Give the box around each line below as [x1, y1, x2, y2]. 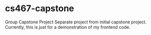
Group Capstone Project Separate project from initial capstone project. [5, 19, 147, 25]
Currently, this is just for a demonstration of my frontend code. [5, 24, 131, 30]
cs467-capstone [5, 3, 75, 14]
